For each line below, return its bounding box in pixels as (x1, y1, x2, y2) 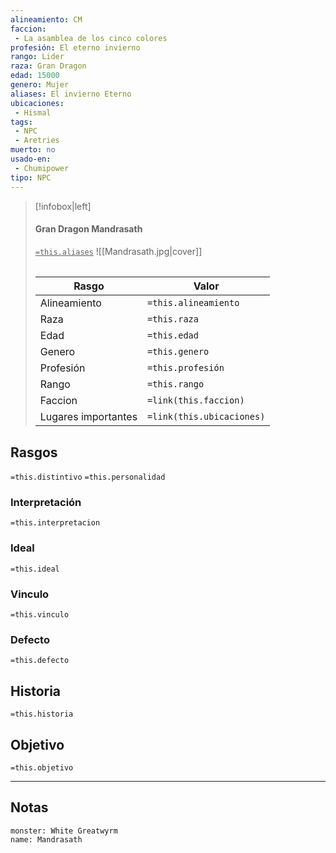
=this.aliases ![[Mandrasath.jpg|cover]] (34, 245, 203, 257)
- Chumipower (14, 163, 70, 173)
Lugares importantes (39, 410, 138, 424)
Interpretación (10, 496, 82, 510)
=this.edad (147, 330, 199, 341)
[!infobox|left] (34, 200, 92, 212)
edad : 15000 (10, 71, 60, 81)
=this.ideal (10, 564, 60, 574)
